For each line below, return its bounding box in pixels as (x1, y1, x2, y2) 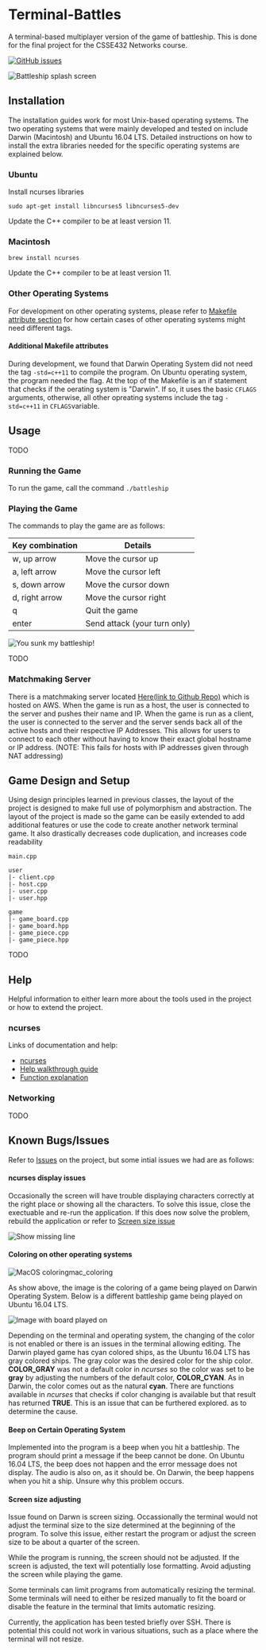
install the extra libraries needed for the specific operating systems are (8, 141, 240, 150)
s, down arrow (12, 579, 66, 590)
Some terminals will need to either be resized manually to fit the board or (8, 1594, 246, 1603)
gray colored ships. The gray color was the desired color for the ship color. (8, 1356, 253, 1365)
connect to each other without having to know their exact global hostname (8, 734, 252, 743)
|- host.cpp (8, 880, 48, 888)
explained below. (8, 149, 64, 158)
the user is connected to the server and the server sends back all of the (8, 717, 243, 727)
